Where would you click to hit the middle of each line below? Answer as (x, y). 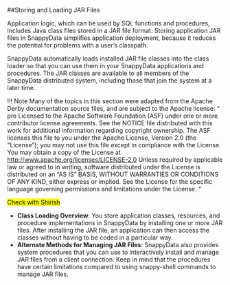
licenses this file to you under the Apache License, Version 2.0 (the (102, 138)
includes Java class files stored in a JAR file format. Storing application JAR (114, 31)
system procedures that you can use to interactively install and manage (118, 252)
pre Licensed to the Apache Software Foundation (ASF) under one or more (113, 116)
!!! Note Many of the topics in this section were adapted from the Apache (110, 101)
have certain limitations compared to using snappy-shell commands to (116, 267)
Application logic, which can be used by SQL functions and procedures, (109, 23)
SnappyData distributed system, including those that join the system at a (110, 81)
